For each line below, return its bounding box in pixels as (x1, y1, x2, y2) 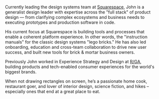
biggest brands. (5, 69, 37, 74)
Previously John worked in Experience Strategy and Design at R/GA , (5, 59, 142, 64)
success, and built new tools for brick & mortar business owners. (5, 49, 135, 55)
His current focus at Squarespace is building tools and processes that (5, 29, 145, 34)
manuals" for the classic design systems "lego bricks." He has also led (5, 39, 146, 45)
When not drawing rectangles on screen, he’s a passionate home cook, (5, 78, 147, 84)
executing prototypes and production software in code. (5, 19, 116, 25)
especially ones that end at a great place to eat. (5, 89, 101, 94)
